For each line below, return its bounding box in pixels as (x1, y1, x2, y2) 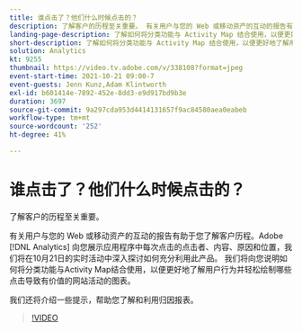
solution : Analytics (9, 47, 87, 56)
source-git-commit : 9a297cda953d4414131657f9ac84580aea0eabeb (9, 105, 247, 114)
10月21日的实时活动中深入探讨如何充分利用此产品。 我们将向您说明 (32, 253, 280, 264)
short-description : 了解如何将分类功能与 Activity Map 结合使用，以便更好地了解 (9, 38, 289, 48)
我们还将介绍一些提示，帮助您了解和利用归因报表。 (9, 294, 199, 305)
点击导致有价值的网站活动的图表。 (9, 275, 136, 286)
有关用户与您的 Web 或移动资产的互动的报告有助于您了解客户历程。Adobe (9, 230, 284, 241)
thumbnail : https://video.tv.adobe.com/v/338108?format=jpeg (9, 64, 244, 73)
